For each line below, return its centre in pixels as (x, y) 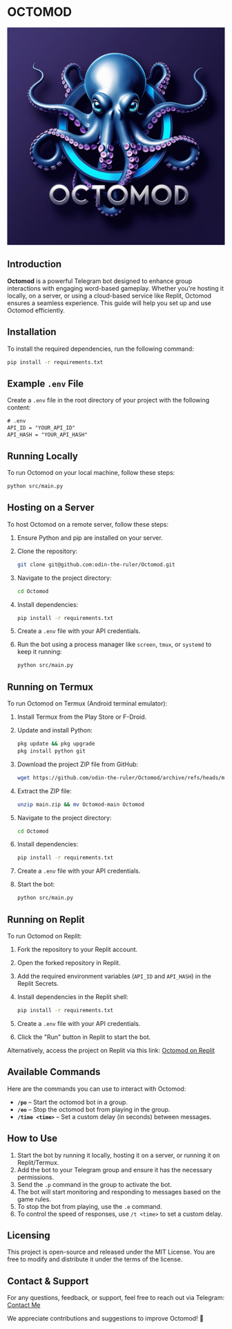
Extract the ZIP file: (44, 790)
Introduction (35, 264)
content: (19, 407)
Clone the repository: (47, 551)
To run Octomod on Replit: (45, 936)
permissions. (35, 1177)
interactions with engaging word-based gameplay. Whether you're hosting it (116, 288)
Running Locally (42, 456)
